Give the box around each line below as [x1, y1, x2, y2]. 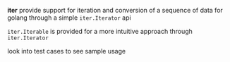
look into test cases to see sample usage [7, 47, 126, 55]
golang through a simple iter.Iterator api [7, 13, 132, 22]
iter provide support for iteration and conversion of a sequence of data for [7, 6, 224, 14]
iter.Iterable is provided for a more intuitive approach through [7, 27, 193, 35]
